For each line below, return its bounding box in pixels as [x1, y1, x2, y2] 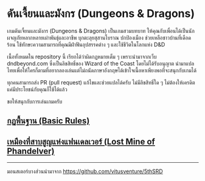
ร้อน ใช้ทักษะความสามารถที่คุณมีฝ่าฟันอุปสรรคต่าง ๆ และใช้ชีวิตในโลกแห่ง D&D [7, 41, 165, 48]
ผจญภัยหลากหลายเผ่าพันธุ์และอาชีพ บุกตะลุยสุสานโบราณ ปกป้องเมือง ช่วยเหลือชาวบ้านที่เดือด [7, 34, 191, 41]
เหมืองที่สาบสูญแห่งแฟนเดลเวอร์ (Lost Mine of [7, 136, 156, 146]
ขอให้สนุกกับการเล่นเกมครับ [7, 98, 63, 105]
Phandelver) [7, 146, 55, 156]
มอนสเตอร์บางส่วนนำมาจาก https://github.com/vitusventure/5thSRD [7, 168, 163, 175]
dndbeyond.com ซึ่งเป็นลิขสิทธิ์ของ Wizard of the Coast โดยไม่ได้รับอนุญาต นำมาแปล [7, 60, 194, 67]
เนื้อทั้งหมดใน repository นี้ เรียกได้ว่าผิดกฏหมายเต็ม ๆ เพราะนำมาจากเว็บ [7, 53, 157, 60]
